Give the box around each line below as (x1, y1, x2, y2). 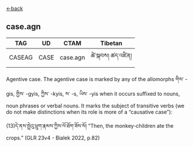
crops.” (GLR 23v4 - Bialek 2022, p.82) (6, 134, 101, 141)
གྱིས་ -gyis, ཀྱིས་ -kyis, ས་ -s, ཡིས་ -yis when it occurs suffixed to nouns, (16, 90, 180, 97)
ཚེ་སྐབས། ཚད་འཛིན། (90, 51, 132, 60)
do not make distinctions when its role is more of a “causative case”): (6, 108, 173, 116)
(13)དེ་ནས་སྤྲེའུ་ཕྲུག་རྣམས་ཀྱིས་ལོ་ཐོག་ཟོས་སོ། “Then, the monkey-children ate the (6, 122, 174, 129)
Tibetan (100, 39, 123, 47)
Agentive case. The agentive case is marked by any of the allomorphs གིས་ (6, 75, 184, 82)
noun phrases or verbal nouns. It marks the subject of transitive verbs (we (6, 102, 185, 109)
